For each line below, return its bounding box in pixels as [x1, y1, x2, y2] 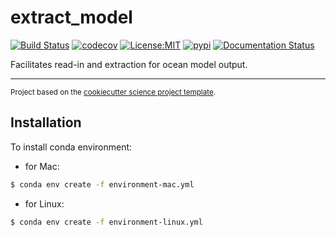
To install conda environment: [10, 141, 133, 153]
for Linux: [24, 197, 65, 210]
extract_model [10, 6, 133, 29]
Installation [10, 114, 82, 131]
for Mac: [24, 160, 60, 172]
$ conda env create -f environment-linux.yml [10, 217, 203, 227]
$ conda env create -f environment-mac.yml [10, 179, 195, 190]
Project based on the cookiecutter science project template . [10, 87, 217, 97]
